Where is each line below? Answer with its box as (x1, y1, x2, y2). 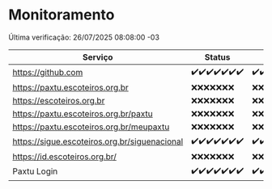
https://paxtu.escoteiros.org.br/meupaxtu (12, 121, 170, 132)
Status (204, 51, 231, 62)
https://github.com (12, 67, 83, 78)
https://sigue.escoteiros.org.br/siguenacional (12, 136, 184, 147)
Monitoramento (8, 6, 115, 24)
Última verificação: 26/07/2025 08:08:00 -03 (8, 32, 160, 42)
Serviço (82, 51, 113, 62)
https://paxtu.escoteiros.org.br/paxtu (12, 107, 154, 119)
